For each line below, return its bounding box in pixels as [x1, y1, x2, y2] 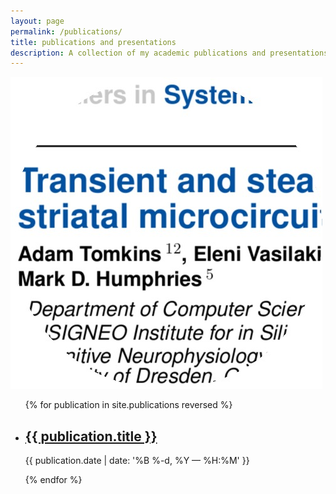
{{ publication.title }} [24, 428, 158, 445]
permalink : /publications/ [10, 26, 123, 37]
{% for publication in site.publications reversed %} [24, 399, 233, 411]
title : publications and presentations [10, 37, 177, 47]
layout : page [10, 16, 65, 26]
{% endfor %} [24, 474, 83, 486]
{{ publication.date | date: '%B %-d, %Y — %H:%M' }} [24, 455, 250, 467]
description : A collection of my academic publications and [10, 48, 267, 58]
